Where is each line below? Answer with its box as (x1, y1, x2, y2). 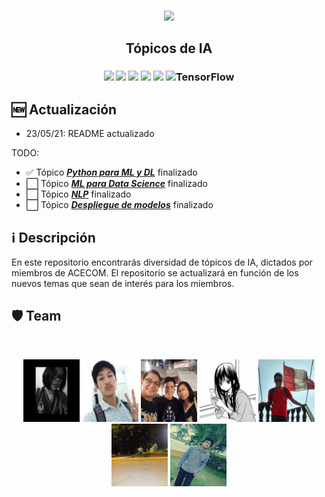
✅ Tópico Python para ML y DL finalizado (25, 166, 198, 179)
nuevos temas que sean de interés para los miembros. (11, 277, 235, 289)
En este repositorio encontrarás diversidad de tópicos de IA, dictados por (11, 256, 313, 268)
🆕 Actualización (11, 101, 118, 118)
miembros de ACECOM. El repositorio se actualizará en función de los (11, 266, 299, 279)
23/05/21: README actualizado (25, 128, 155, 140)
